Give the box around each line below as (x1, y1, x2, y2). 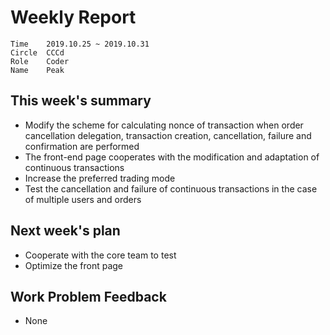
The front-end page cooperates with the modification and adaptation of (24, 151, 320, 163)
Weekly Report (10, 6, 137, 29)
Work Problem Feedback (10, 288, 167, 305)
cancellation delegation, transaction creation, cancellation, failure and (24, 129, 312, 141)
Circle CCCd (10, 47, 65, 58)
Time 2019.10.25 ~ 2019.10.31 (10, 39, 150, 49)
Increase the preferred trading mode (24, 172, 176, 184)
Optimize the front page (24, 259, 124, 271)
